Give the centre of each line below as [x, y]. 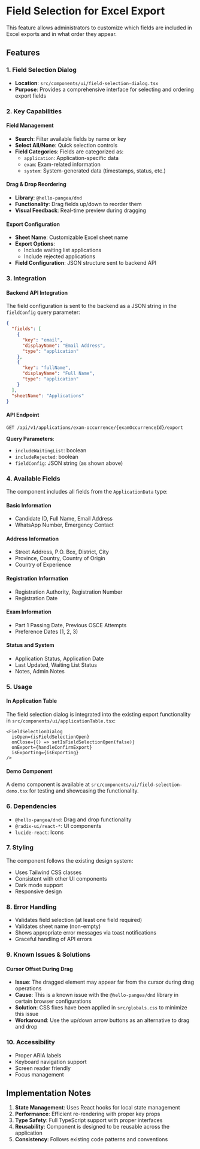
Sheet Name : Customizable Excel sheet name [72, 237]
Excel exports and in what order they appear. [61, 34]
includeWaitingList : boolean [51, 450]
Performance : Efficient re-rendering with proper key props [87, 1114]
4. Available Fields [34, 479]
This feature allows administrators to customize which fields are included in [99, 28]
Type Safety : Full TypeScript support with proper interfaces [89, 1120]
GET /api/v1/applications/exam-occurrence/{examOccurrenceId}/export [95, 427]
